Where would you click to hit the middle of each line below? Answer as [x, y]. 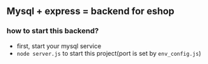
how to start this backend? [53, 31]
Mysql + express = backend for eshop [91, 11]
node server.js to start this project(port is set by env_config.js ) [109, 53]
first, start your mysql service [59, 46]
